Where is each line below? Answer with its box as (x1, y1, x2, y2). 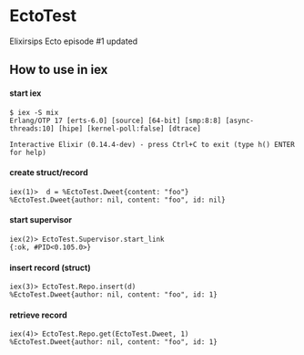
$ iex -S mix (9, 108, 59, 117)
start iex (9, 88, 42, 99)
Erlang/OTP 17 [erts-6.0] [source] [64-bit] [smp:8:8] (9, 116, 222, 125)
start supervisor (9, 214, 73, 225)
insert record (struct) (9, 262, 91, 273)
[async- (225, 116, 255, 125)
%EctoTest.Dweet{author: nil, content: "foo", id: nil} (9, 195, 226, 204)
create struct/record (9, 167, 88, 178)
